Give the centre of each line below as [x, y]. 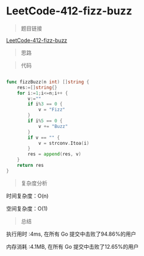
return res [30, 166]
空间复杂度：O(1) [27, 208]
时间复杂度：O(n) [27, 196]
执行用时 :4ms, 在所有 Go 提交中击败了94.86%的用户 [71, 234]
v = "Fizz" [52, 110]
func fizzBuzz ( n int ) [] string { [48, 82]
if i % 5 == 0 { [45, 121]
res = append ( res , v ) [55, 154]
